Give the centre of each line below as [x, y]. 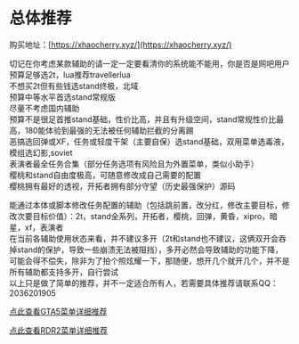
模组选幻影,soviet [41, 152]
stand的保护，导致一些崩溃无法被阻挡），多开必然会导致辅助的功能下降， [149, 250]
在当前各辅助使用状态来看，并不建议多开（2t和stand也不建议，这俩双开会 [144, 238]
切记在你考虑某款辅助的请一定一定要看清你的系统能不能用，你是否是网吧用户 [149, 63]
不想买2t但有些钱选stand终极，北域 [74, 86]
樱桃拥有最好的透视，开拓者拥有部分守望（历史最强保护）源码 [122, 186]
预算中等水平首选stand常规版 [62, 97]
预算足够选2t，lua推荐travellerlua [70, 74]
